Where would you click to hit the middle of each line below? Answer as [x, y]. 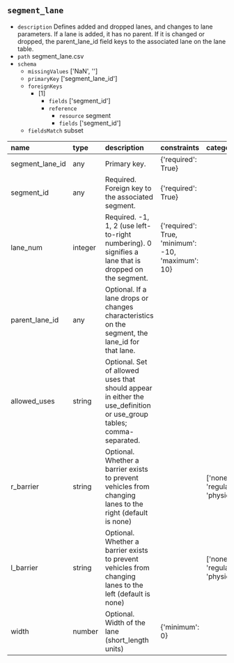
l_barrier [24, 567]
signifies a [122, 252]
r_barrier [25, 486]
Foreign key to [128, 188]
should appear [128, 388]
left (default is [128, 594]
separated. [123, 440]
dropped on [124, 269]
